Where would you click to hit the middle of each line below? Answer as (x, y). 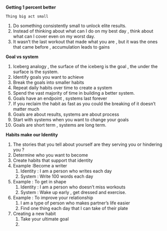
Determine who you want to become (50, 155)
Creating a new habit (34, 213)
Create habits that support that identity (53, 160)
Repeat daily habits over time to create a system (62, 88)
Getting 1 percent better (31, 7)
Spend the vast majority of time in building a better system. (74, 93)
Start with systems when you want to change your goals (71, 120)
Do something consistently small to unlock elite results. (69, 26)
